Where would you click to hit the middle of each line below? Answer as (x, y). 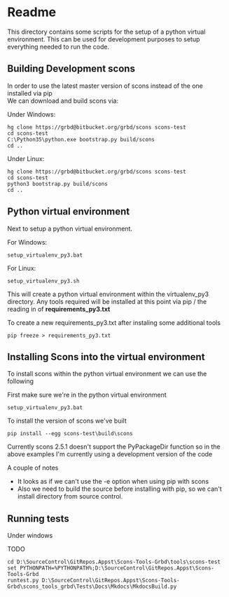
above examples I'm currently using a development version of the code (110, 454)
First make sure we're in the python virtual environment (87, 395)
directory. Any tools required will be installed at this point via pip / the (107, 301)
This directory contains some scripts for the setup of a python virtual (106, 32)
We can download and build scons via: (63, 101)
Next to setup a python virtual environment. (70, 229)
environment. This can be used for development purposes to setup (104, 39)
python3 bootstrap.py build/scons (58, 184)
